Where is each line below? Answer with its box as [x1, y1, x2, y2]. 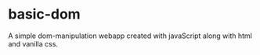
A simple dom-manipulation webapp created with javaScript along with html [8, 31, 252, 40]
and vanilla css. [8, 39, 59, 48]
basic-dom [8, 5, 81, 23]
